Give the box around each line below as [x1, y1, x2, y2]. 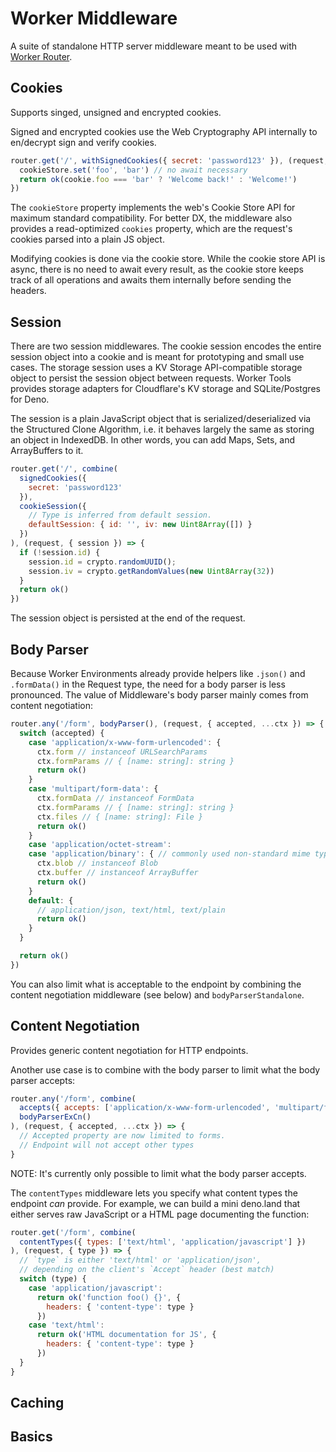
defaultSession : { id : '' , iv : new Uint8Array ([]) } [28, 520, 253, 530]
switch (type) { [19, 1274, 87, 1284]
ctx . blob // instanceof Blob [36, 858, 159, 869]
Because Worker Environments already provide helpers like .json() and [10, 668, 306, 679]
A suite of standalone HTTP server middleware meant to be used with [10, 40, 298, 52]
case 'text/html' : [28, 1320, 105, 1331]
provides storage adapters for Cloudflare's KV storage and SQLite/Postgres [10, 383, 321, 395]
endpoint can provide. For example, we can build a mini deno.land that [10, 1197, 301, 1209]
